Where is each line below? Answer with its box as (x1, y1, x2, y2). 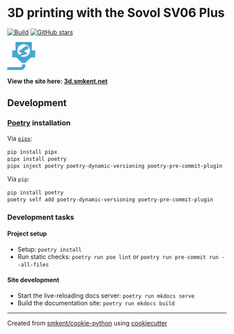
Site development (7, 276, 60, 284)
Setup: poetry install (17, 245, 82, 253)
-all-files (17, 261, 49, 268)
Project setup (7, 229, 47, 238)
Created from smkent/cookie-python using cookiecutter (7, 319, 168, 327)
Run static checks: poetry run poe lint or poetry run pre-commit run (17, 252, 219, 261)
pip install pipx (7, 148, 58, 155)
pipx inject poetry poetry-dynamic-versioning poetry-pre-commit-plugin (7, 162, 223, 169)
